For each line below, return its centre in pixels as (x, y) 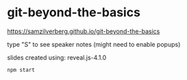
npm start (21, 70)
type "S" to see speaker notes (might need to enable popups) (94, 44)
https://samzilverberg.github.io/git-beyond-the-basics (84, 31)
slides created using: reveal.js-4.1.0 (57, 57)
